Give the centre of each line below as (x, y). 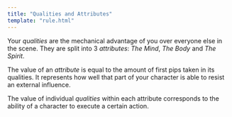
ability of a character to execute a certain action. (78, 106)
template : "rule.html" (41, 21)
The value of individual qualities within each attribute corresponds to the (114, 98)
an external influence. (39, 84)
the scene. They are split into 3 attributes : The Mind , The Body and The (112, 48)
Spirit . (16, 56)
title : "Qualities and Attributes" (60, 14)
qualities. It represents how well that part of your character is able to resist (116, 77)
